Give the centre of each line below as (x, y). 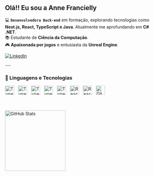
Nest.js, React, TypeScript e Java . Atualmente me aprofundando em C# (77, 27)
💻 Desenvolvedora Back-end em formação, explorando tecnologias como (77, 20)
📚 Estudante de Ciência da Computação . (47, 37)
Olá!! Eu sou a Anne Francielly (51, 8)
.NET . (11, 32)
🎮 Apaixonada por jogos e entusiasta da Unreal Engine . (62, 44)
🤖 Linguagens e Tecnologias (39, 78)
